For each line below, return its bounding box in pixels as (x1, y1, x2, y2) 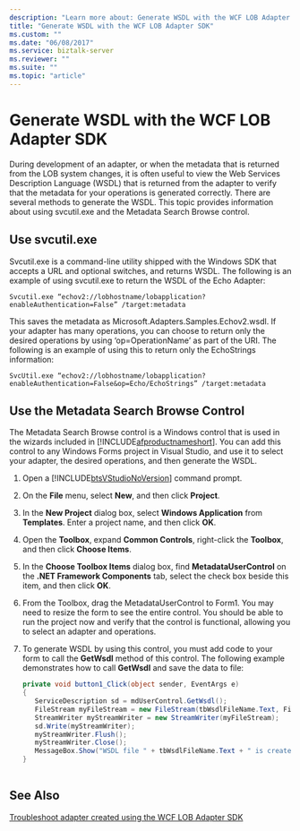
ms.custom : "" (9, 30, 63, 39)
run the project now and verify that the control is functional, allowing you (21, 617, 291, 628)
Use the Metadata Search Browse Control (9, 403, 244, 418)
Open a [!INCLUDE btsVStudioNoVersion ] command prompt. (21, 473, 243, 484)
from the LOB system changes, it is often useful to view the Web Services (9, 167, 280, 179)
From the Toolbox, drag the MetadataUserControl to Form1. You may (21, 597, 275, 609)
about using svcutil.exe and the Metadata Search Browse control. (9, 206, 250, 217)
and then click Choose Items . (21, 544, 132, 555)
